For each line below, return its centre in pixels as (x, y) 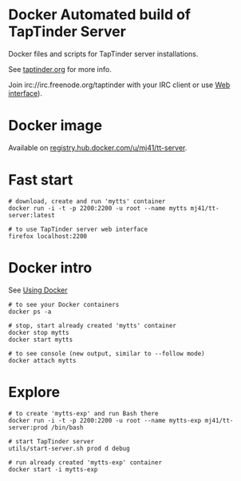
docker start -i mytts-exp (53, 469)
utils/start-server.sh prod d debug (69, 448)
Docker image (55, 126)
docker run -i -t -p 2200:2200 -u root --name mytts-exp (105, 420)
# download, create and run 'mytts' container (87, 201)
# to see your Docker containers (64, 304)
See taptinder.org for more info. (60, 69)
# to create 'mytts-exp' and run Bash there (83, 413)
